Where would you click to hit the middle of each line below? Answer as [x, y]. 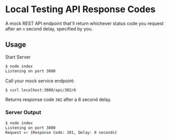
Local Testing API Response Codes [80, 9]
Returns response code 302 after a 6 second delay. [59, 99]
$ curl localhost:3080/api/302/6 [41, 90]
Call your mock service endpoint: [40, 81]
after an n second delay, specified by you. [49, 28]
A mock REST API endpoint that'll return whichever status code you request [84, 23]
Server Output [23, 113]
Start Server [18, 57]
